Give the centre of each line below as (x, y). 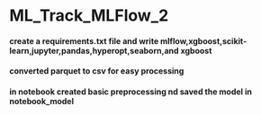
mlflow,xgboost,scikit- (204, 40)
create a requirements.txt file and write (84, 40)
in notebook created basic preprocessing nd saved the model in (130, 92)
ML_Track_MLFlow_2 (89, 16)
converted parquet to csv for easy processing (97, 71)
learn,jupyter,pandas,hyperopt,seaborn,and (94, 50)
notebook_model (42, 101)
